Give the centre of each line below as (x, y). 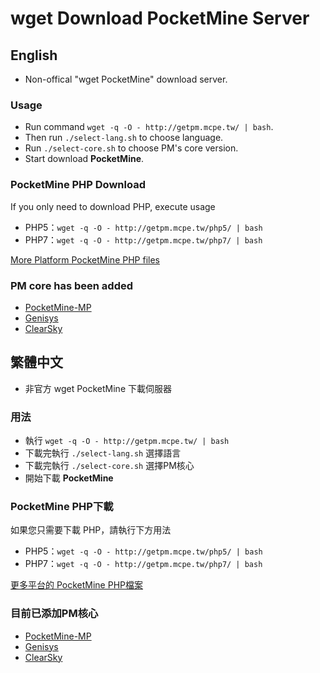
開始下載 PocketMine (69, 478)
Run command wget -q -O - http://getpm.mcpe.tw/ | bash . (149, 127)
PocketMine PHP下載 (62, 506)
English (34, 55)
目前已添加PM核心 (54, 614)
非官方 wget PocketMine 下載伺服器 (98, 388)
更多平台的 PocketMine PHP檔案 (77, 585)
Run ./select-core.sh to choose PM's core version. (131, 148)
